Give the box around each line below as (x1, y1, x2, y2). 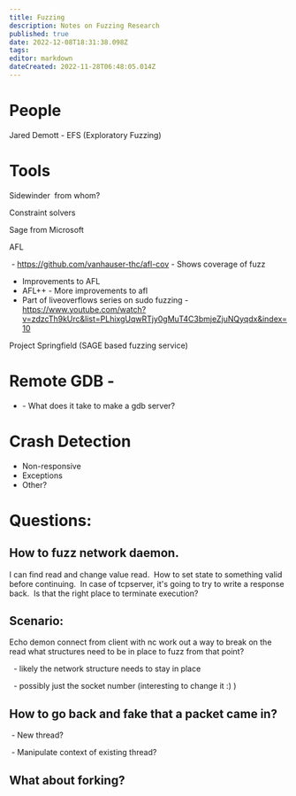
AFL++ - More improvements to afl (21, 285, 148, 296)
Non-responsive (21, 460, 81, 471)
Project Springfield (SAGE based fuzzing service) (9, 340, 188, 351)
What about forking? (9, 772, 125, 788)
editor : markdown (9, 54, 73, 63)
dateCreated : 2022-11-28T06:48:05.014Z (9, 63, 156, 72)
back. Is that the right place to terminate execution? (9, 588, 199, 599)
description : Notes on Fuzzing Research (9, 21, 161, 30)
